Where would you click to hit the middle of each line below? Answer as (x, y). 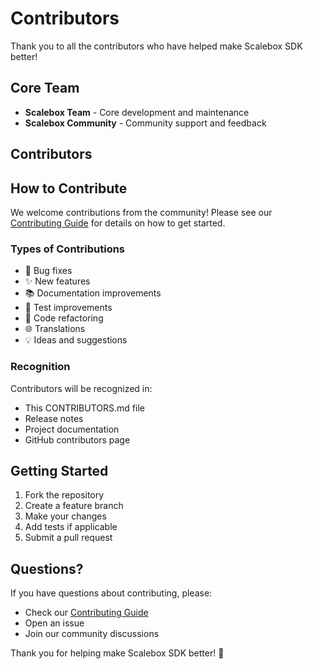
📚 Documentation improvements (93, 293)
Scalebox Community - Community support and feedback (145, 123)
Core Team (45, 88)
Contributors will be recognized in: (81, 388)
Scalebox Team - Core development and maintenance (137, 112)
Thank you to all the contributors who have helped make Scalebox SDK (156, 46)
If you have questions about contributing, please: (111, 593)
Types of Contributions (68, 249)
